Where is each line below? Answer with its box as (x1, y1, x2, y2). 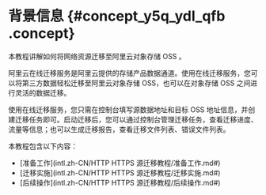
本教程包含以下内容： (8, 141, 78, 151)
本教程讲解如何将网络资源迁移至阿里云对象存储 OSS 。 (8, 51, 186, 61)
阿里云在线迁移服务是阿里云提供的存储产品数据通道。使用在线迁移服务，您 (8, 68, 251, 77)
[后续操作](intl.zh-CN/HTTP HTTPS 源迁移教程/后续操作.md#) (19, 178, 221, 187)
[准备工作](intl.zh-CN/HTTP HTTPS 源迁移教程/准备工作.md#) (19, 158, 221, 167)
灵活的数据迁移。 (14, 88, 71, 97)
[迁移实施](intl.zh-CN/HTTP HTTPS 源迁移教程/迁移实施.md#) (19, 167, 221, 178)
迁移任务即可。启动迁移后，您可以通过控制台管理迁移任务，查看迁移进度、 (14, 114, 258, 124)
